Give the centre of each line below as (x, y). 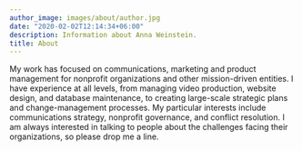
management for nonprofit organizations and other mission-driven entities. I (151, 79)
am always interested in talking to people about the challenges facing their (149, 127)
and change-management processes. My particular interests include (138, 108)
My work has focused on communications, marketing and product (133, 69)
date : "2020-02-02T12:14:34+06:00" (77, 26)
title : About (34, 43)
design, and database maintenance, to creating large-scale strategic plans (149, 98)
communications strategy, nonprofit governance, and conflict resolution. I (147, 117)
